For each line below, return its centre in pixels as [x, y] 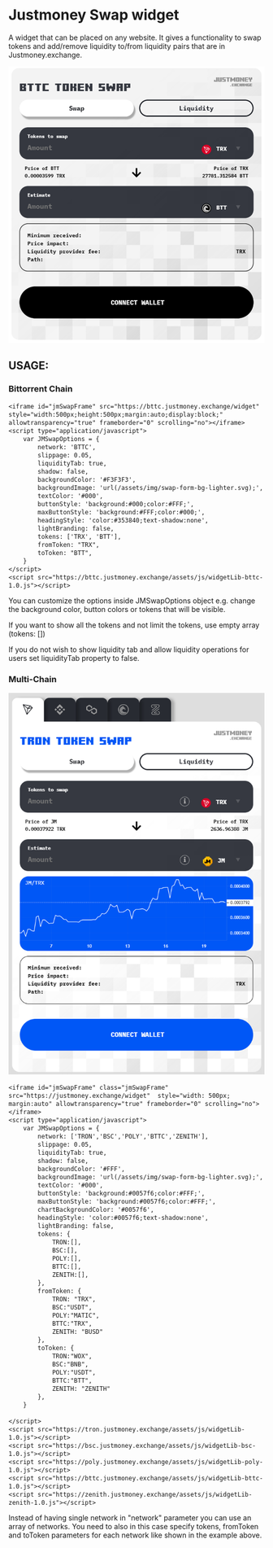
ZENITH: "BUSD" [78, 1332]
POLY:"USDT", [74, 1372]
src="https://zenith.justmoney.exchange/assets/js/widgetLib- [145, 1494]
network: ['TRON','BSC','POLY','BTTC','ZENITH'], [123, 1136]
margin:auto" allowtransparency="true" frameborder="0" [105, 1104]
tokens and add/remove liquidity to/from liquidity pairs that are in [117, 46]
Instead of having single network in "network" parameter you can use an [130, 1517]
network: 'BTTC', [67, 448]
